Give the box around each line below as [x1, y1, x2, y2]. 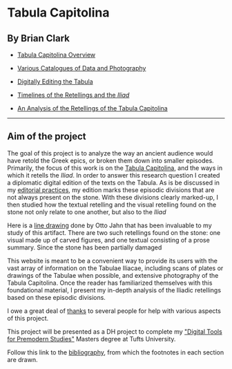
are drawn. [7, 355, 38, 363]
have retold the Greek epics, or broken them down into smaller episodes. [7, 156, 214, 164]
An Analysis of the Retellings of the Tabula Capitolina [17, 104, 168, 112]
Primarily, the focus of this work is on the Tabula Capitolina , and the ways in [7, 164, 223, 172]
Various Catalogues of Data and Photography [17, 64, 146, 72]
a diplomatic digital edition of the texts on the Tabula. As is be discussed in [7, 178, 220, 187]
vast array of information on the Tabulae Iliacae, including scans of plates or [7, 264, 224, 272]
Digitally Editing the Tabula [17, 77, 93, 86]
